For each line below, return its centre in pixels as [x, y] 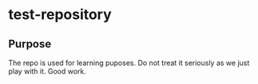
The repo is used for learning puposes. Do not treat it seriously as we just [129, 63]
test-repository [60, 15]
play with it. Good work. [47, 71]
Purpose [30, 44]
